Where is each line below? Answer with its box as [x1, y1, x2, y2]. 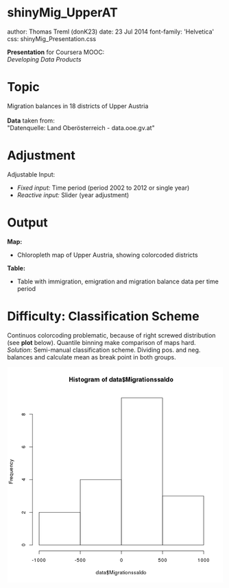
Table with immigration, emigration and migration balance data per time [16, 277, 219, 285]
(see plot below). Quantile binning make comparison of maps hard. [7, 338, 197, 346]
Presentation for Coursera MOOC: [7, 48, 105, 56]
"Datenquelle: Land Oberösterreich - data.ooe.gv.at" [7, 123, 156, 131]
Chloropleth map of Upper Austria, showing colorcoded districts [16, 251, 198, 259]
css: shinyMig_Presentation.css [7, 34, 97, 42]
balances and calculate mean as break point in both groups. [7, 353, 176, 361]
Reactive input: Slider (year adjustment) [16, 190, 130, 199]
